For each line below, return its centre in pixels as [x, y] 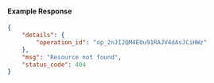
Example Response [40, 11]
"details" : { [43, 36]
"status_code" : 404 [54, 64]
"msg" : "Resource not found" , [72, 57]
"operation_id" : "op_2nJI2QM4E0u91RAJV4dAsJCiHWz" [122, 42]
